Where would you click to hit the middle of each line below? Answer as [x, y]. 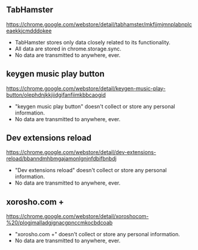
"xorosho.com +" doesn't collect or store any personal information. [98, 234]
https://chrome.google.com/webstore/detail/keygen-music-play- [86, 88]
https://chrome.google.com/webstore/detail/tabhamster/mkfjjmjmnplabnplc [99, 24]
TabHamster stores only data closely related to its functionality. [92, 42]
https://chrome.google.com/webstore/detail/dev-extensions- [81, 152]
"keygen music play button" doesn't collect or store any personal [95, 106]
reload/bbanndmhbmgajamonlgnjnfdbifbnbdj [61, 159]
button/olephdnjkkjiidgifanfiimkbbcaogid [56, 95]
